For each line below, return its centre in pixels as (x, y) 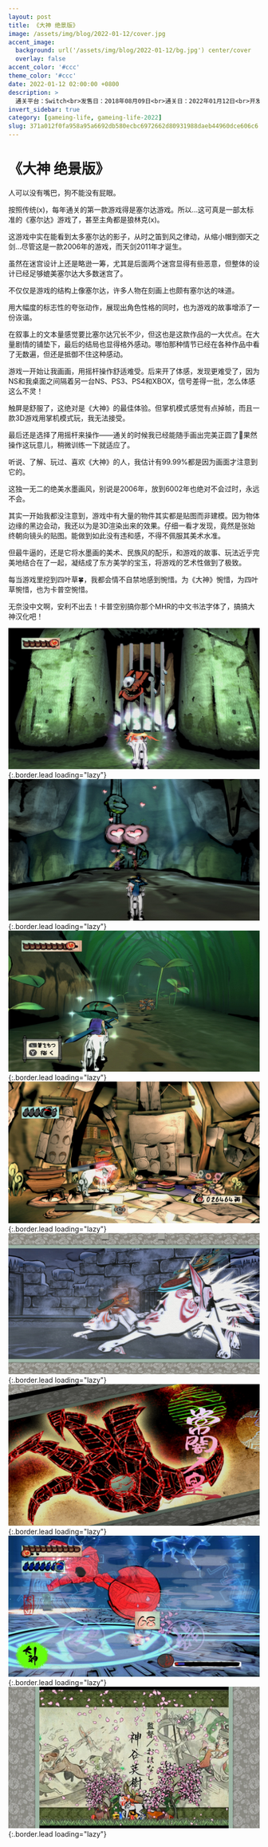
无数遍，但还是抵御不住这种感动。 (71, 354)
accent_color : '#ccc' (44, 68)
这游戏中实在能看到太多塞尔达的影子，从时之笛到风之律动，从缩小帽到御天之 (134, 236)
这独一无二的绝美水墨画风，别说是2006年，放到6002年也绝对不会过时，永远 (134, 488)
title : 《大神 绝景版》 (43, 25)
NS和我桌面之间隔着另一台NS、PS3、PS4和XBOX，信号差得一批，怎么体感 (132, 381)
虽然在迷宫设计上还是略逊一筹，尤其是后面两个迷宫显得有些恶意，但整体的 (130, 263)
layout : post (30, 17)
